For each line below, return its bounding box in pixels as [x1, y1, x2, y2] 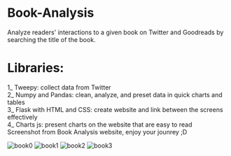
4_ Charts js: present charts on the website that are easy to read [7, 120, 192, 129]
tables [7, 98, 26, 106]
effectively [7, 113, 38, 121]
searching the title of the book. [7, 35, 96, 43]
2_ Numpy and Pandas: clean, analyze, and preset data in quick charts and [7, 90, 223, 99]
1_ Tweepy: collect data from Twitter [7, 83, 111, 92]
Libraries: [7, 60, 64, 76]
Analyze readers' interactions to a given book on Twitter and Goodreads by [7, 28, 224, 36]
